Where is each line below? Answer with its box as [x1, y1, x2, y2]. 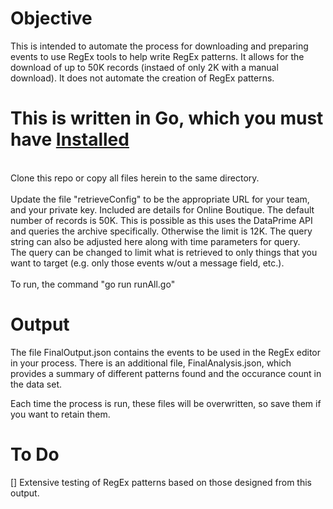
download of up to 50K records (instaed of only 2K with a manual [10, 61, 279, 73]
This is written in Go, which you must [10, 107, 324, 130]
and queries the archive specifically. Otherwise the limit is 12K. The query [10, 225, 313, 237]
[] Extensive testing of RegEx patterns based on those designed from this [10, 476, 312, 488]
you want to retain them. [10, 408, 111, 420]
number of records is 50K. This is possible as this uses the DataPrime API [10, 214, 313, 226]
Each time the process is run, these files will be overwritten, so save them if [10, 397, 322, 409]
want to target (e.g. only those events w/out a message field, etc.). [10, 257, 285, 269]
